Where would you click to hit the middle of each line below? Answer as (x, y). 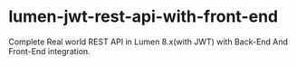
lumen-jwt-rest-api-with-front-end (143, 17)
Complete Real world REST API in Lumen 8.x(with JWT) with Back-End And (148, 42)
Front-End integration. (50, 51)
